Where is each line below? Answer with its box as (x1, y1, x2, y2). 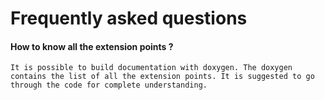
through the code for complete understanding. (10, 80, 208, 91)
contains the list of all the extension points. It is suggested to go (10, 72, 315, 82)
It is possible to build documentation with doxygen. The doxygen (10, 63, 293, 73)
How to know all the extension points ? (10, 40, 174, 52)
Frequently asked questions (10, 7, 248, 30)
